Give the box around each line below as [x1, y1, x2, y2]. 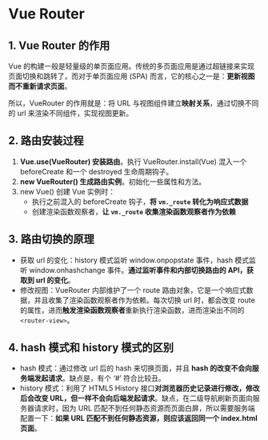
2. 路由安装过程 [8, 134, 84, 148]
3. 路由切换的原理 [8, 233, 94, 246]
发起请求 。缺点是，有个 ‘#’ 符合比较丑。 [34, 374, 166, 383]
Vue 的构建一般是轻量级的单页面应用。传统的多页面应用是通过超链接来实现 [8, 62, 255, 70]
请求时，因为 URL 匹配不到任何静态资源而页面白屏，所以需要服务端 [34, 403, 256, 413]
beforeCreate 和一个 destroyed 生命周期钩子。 [19, 166, 174, 176]
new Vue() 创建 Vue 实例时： [19, 186, 116, 196]
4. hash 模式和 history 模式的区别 [8, 341, 174, 354]
